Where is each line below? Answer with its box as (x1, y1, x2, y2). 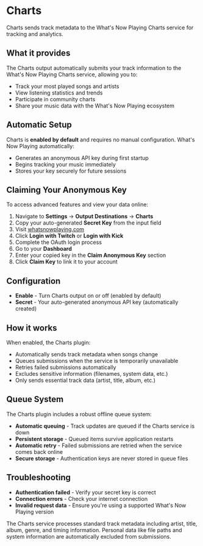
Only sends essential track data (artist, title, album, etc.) (15, 376, 156, 384)
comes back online (15, 448, 63, 455)
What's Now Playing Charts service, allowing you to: (6, 71, 138, 78)
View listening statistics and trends (15, 89, 103, 96)
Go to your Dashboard (15, 245, 72, 253)
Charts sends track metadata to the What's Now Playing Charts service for (6, 24, 194, 31)
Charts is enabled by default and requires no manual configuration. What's (6, 135, 195, 143)
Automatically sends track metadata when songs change (15, 351, 158, 357)
